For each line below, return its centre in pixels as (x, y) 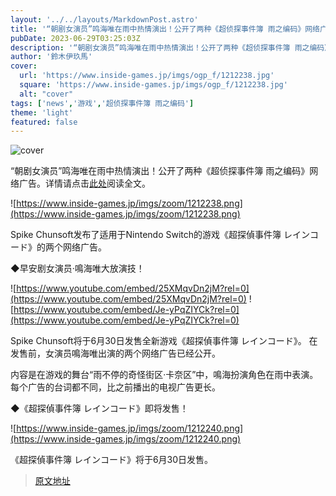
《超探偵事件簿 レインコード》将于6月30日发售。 (112, 460)
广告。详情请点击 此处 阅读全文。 (84, 183)
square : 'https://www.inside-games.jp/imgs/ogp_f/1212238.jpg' (153, 85)
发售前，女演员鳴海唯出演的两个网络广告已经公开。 (115, 353)
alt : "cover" (46, 94)
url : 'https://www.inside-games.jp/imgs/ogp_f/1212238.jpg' (147, 76)
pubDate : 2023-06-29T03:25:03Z (75, 38)
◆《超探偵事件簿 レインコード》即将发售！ (99, 408)
